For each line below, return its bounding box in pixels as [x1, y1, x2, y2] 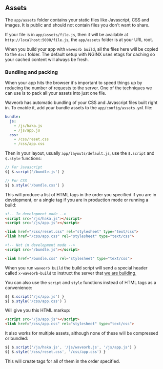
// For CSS [5, 178, 27, 183]
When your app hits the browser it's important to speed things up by [5, 80, 143, 86]
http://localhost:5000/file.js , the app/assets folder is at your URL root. [5, 37, 153, 42]
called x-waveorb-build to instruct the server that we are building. [5, 270, 137, 276]
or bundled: [5, 335, 28, 341]
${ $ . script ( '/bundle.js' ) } [5, 169, 64, 175]
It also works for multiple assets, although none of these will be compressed [5, 330, 159, 336]
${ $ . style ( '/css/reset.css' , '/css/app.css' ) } [5, 349, 106, 354]
